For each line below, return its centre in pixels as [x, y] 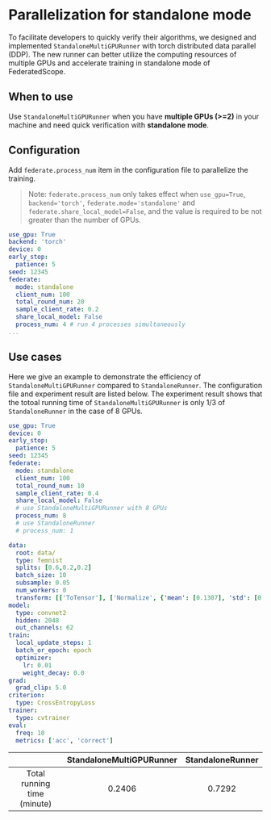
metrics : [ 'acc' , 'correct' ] [65, 740]
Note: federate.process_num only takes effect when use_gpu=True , [137, 194]
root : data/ [36, 553]
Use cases [35, 357]
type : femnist [39, 560]
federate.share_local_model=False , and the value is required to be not [145, 211]
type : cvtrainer [43, 717]
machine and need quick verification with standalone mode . [109, 125]
